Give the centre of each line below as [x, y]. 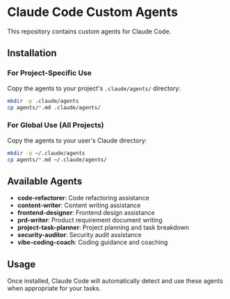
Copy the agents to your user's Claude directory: [77, 140]
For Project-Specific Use [50, 73]
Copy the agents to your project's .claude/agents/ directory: [94, 88]
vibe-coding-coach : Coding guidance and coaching [92, 242]
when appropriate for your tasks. [54, 289]
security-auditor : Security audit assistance [79, 235]
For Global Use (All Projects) [56, 125]
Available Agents [45, 181]
